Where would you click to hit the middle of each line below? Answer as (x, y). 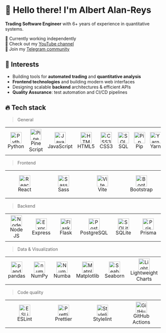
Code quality (30, 292)
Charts (144, 279)
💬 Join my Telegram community (38, 49)
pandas (17, 276)
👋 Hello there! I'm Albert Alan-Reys (78, 10)
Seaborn (115, 276)
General (25, 119)
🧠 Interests (22, 64)
